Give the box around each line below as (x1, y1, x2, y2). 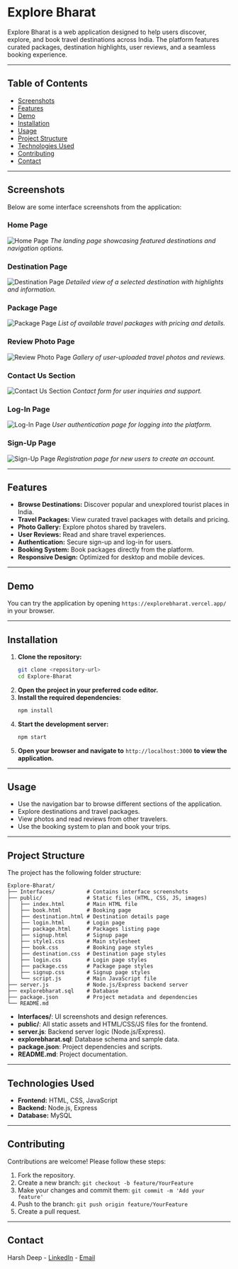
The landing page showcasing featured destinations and (50, 236, 216, 245)
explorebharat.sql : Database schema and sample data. (17, 1035, 180, 1044)
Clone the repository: (17, 653, 82, 661)
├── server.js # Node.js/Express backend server (7, 981, 189, 989)
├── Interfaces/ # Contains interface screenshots (7, 888, 189, 895)
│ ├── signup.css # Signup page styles (7, 969, 151, 976)
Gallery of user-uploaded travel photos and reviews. (72, 352, 225, 362)
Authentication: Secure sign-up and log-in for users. (17, 538, 174, 547)
